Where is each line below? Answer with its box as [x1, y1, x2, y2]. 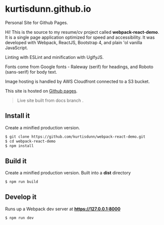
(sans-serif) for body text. [5, 69, 57, 75]
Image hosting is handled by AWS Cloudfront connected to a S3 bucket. [5, 78, 150, 84]
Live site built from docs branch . [17, 97, 84, 103]
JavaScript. [5, 45, 28, 50]
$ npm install [5, 143, 34, 148]
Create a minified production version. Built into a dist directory [5, 170, 131, 176]
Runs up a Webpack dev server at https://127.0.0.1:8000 [5, 206, 121, 212]
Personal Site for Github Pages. [5, 20, 69, 25]
